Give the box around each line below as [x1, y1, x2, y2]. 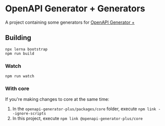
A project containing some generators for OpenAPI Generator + [5, 19, 135, 25]
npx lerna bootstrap [5, 46, 48, 52]
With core [5, 85, 30, 92]
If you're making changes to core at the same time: [5, 96, 109, 102]
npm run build [5, 51, 35, 56]
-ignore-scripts [12, 111, 46, 116]
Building [5, 34, 31, 42]
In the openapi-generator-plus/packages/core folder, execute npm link [12, 106, 157, 112]
